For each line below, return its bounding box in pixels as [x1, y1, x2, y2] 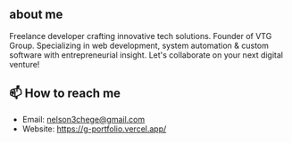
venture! [9, 59, 40, 69]
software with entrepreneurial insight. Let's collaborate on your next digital [9, 49, 284, 60]
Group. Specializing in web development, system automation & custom [9, 40, 270, 51]
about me [9, 7, 63, 22]
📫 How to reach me [9, 86, 121, 101]
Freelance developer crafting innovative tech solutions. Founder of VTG [9, 30, 272, 41]
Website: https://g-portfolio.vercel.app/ [21, 123, 167, 134]
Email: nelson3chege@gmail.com [21, 114, 146, 124]
